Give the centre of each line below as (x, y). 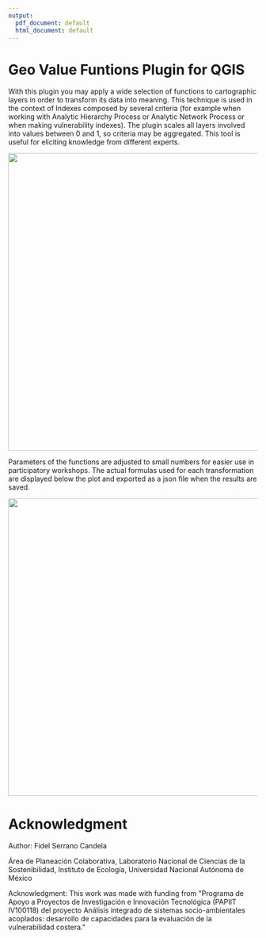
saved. (19, 487)
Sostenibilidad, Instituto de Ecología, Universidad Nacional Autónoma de (126, 870)
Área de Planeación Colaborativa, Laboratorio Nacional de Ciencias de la (127, 861)
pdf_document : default (53, 23)
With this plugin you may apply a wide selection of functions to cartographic (133, 91)
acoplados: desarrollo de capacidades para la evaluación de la (110, 919)
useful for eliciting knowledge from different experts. (94, 142)
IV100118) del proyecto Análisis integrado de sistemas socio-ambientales (127, 910)
